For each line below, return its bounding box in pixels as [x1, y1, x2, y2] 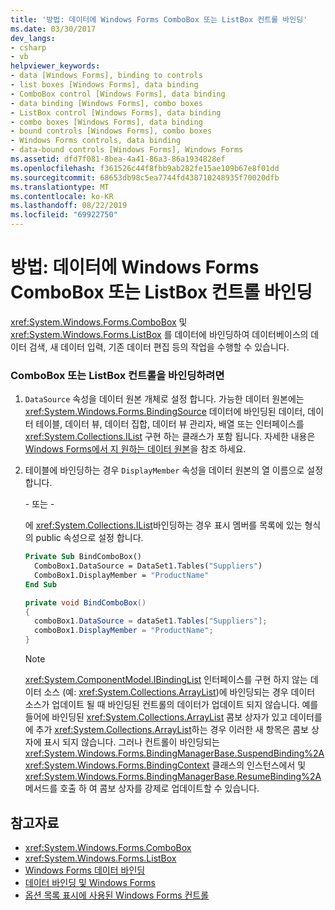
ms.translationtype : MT [10, 182, 110, 192]
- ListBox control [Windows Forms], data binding [10, 107, 222, 118]
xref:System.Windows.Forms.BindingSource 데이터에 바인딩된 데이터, [24, 406, 306, 418]
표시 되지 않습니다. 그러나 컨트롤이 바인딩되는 [43, 736, 220, 748]
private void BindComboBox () [24, 597, 147, 608]
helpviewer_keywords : [10, 61, 101, 71]
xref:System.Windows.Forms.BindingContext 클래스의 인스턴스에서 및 [24, 759, 307, 771]
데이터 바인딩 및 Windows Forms [24, 876, 156, 888]
